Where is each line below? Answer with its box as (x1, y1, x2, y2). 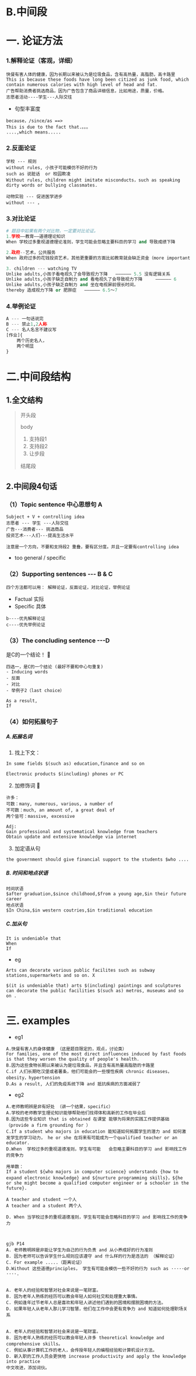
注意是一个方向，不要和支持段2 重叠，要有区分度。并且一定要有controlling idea (6, 544, 179, 550)
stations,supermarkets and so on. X (6, 972, 95, 978)
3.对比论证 (6, 214, 36, 222)
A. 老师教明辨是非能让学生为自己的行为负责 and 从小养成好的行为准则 (6, 1247, 153, 1253)
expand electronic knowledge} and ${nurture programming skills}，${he (6, 1175, 183, 1181)
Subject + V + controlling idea (6, 514, 85, 520)
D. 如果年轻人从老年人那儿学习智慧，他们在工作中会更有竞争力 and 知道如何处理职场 (6, 1306, 184, 1312)
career (6, 896, 22, 902)
